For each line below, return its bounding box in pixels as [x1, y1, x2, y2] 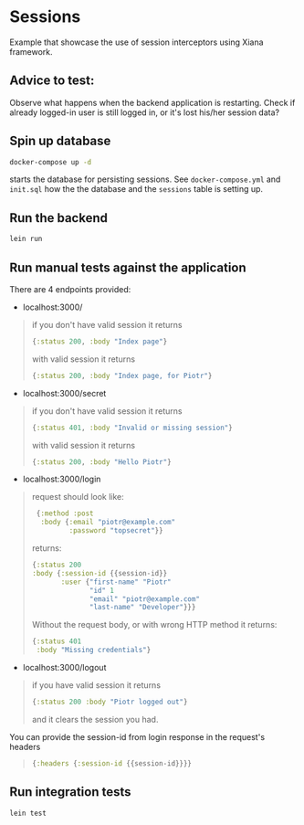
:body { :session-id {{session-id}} [31, 568, 168, 577]
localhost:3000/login [22, 473, 101, 485]
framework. [9, 46, 53, 57]
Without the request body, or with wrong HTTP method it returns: [31, 619, 278, 630]
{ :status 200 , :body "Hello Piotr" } [31, 457, 172, 467]
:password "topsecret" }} [68, 526, 163, 535]
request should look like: [31, 492, 125, 502]
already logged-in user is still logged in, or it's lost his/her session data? [9, 107, 280, 118]
